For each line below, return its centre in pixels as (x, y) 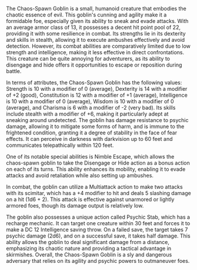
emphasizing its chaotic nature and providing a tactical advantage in (89, 248)
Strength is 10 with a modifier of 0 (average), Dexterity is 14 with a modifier (97, 89)
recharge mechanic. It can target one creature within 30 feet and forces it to (98, 223)
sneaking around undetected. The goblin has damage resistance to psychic (97, 120)
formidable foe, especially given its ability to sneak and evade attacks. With (97, 21)
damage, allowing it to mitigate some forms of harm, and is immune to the (95, 126)
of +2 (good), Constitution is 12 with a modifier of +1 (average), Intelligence (97, 95)
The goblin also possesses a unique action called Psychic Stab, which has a (98, 217)
